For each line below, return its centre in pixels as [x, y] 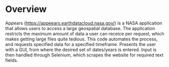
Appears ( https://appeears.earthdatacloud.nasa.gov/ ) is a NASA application [84, 23]
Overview [26, 9]
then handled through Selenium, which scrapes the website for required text [84, 55]
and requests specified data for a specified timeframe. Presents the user [81, 44]
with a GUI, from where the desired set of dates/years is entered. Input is [81, 49]
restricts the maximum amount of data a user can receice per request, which [85, 33]
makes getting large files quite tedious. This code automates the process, [81, 39]
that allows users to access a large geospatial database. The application [80, 28]
